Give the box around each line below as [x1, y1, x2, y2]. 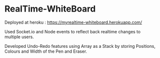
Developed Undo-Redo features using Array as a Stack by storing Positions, [4, 43, 156, 49]
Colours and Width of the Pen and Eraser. [4, 48, 87, 54]
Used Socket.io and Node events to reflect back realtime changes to [4, 29, 141, 34]
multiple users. [4, 34, 34, 40]
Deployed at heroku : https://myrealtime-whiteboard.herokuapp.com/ [4, 19, 142, 25]
